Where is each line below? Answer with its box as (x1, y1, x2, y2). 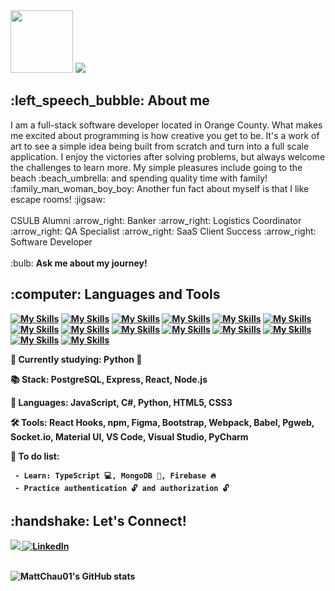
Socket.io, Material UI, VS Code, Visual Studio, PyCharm (10, 430, 249, 443)
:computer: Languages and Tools (10, 286, 221, 303)
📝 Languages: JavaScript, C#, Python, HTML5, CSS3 (10, 396, 233, 408)
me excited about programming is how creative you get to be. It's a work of (10, 129, 320, 141)
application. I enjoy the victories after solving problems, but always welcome (10, 150, 326, 163)
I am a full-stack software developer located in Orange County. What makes (10, 119, 323, 131)
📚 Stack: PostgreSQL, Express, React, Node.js (10, 373, 208, 385)
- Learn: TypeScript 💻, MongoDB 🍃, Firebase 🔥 (14, 470, 217, 481)
